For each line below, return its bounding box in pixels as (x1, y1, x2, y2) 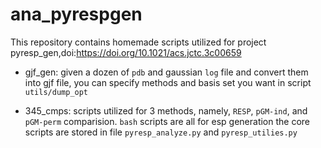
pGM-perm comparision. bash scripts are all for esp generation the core (24, 115, 311, 127)
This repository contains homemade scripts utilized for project (10, 36, 267, 48)
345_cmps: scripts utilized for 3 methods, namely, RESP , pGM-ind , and (24, 104, 308, 117)
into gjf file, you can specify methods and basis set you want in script (24, 76, 312, 88)
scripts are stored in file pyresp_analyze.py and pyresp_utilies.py (24, 126, 298, 138)
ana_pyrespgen (10, 3, 143, 26)
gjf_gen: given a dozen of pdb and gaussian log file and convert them (24, 66, 309, 78)
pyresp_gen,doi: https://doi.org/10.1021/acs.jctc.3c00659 (10, 46, 242, 58)
